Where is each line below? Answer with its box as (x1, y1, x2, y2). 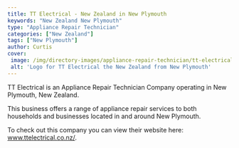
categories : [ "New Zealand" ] (7, 30, 94, 38)
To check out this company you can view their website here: (7, 125, 184, 134)
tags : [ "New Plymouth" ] (7, 37, 78, 44)
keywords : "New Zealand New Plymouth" (7, 17, 122, 24)
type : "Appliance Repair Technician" (7, 23, 119, 31)
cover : (7, 51, 27, 58)
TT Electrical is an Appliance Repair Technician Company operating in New (7, 83, 227, 91)
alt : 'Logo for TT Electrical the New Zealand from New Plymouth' (10, 63, 212, 70)
